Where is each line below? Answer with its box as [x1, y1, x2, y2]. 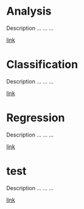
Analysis [6, 4, 52, 18]
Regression [6, 111, 65, 125]
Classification [6, 58, 78, 71]
